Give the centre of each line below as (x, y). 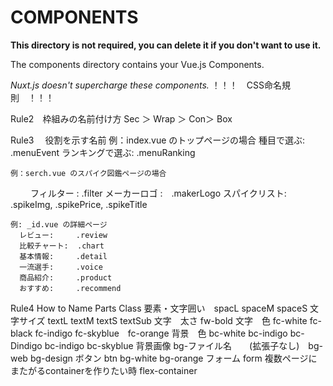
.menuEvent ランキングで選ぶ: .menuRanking (103, 152)
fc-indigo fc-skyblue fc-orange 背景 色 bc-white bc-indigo (161, 333)
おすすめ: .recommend (70, 288)
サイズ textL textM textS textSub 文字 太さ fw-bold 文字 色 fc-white (163, 320)
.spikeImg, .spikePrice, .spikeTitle (79, 204)
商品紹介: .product (66, 277)
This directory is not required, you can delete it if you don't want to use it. (166, 45)
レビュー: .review (63, 235)
